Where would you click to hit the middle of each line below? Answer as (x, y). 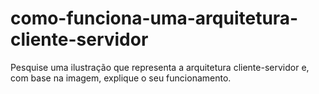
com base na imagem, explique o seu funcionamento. (121, 78)
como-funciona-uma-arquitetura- (154, 18)
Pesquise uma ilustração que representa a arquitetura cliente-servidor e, (160, 67)
